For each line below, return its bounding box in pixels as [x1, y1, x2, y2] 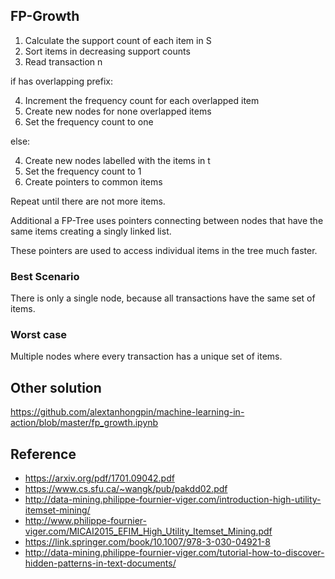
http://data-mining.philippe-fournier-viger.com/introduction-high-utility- [24, 494, 322, 506]
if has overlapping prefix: [10, 75, 113, 87]
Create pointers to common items [24, 175, 163, 188]
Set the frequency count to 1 [24, 165, 142, 177]
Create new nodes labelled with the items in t [24, 154, 211, 166]
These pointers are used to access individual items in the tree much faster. [10, 244, 318, 256]
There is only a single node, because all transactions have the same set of [10, 292, 316, 304]
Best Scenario [10, 269, 80, 283]
